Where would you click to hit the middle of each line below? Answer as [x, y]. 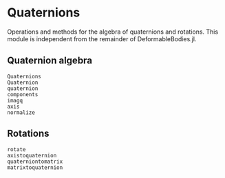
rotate [17, 149]
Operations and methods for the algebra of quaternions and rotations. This [113, 32]
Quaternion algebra [50, 61]
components [23, 94]
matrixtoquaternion [35, 167]
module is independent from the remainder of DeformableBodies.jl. [102, 38]
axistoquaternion [32, 155]
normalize [21, 112]
